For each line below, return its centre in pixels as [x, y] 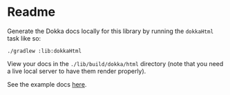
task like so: [24, 38]
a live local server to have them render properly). [77, 71]
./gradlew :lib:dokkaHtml [44, 51]
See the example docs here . [47, 84]
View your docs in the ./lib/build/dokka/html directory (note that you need [115, 63]
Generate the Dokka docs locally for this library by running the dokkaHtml [111, 31]
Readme [31, 12]
